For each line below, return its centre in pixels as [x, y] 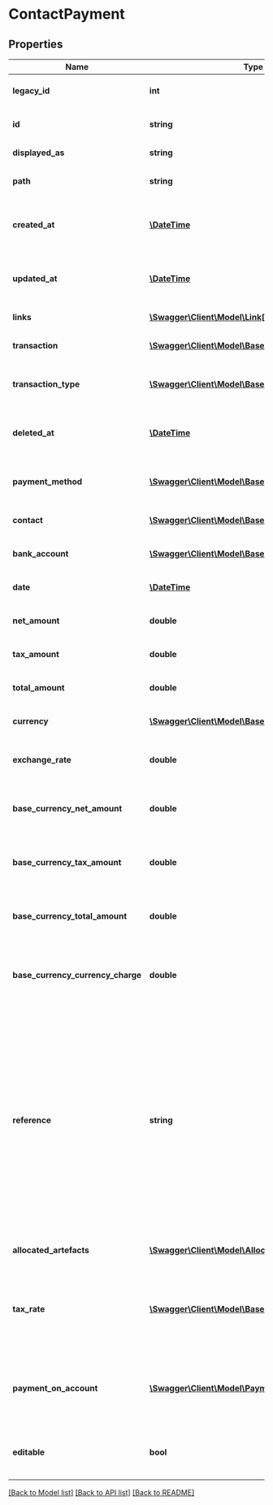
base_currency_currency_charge [77, 975]
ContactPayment [67, 14]
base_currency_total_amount [70, 916]
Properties [36, 44]
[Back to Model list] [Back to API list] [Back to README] [102, 1492]
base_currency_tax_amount [67, 862]
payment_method [48, 482]
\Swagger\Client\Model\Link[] [208, 317]
